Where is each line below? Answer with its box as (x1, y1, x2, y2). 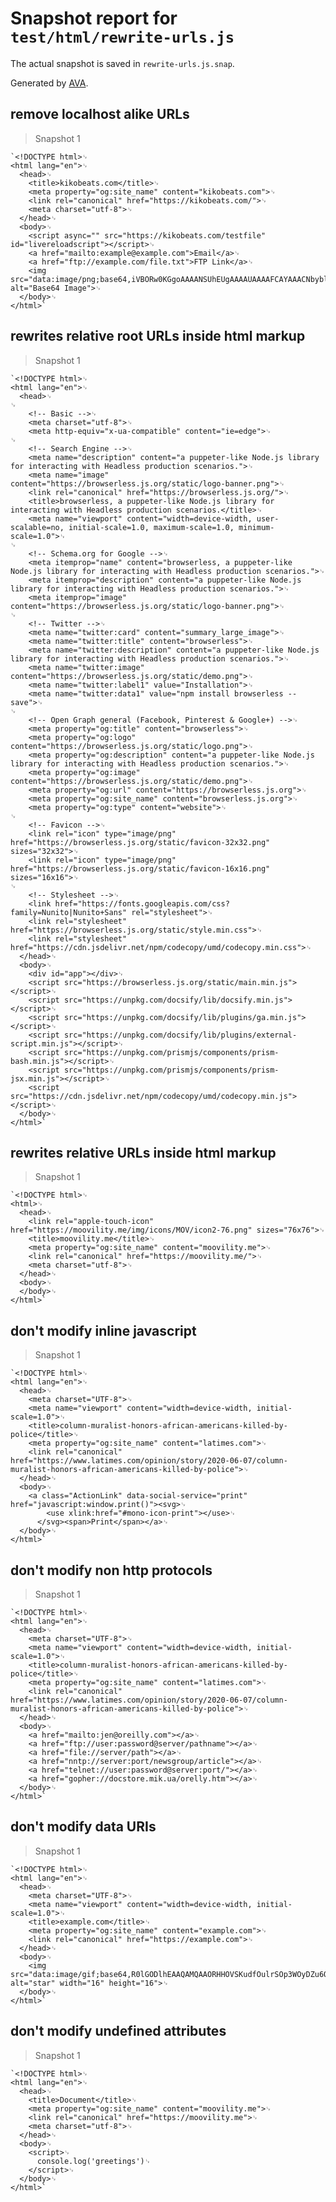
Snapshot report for (10, 7, 178, 30)
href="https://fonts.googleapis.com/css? (54, 898, 230, 909)
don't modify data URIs (10, 1818, 157, 1836)
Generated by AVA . (10, 77, 89, 89)
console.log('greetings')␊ (36, 2156, 152, 2166)
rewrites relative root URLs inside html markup (10, 328, 306, 345)
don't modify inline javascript (10, 1322, 197, 1339)
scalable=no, (10, 522, 65, 532)
